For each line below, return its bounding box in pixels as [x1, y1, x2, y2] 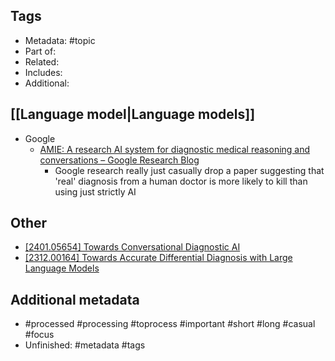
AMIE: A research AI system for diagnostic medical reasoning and [39, 143, 311, 155]
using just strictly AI [54, 185, 137, 198]
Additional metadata [10, 291, 140, 308]
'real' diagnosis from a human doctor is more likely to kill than [54, 175, 308, 187]
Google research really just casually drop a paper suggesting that [54, 164, 325, 176]
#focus [24, 329, 55, 341]
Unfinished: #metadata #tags [24, 339, 146, 351]
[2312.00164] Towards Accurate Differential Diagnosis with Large [24, 252, 293, 264]
